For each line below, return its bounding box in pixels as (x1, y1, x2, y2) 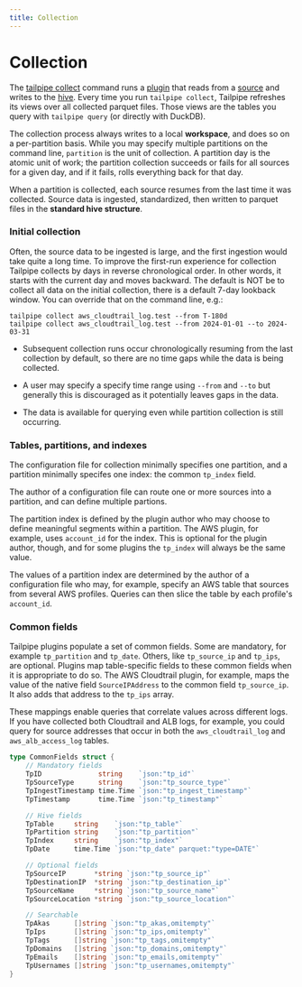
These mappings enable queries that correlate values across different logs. (9, 706, 288, 717)
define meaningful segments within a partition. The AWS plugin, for (9, 523, 259, 534)
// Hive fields (25, 811, 83, 820)
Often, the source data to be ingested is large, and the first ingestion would (9, 245, 288, 257)
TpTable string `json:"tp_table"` (25, 819, 183, 828)
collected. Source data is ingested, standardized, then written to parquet (9, 193, 279, 204)
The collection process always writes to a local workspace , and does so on (9, 128, 290, 139)
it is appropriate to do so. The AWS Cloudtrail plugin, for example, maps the (9, 669, 290, 681)
